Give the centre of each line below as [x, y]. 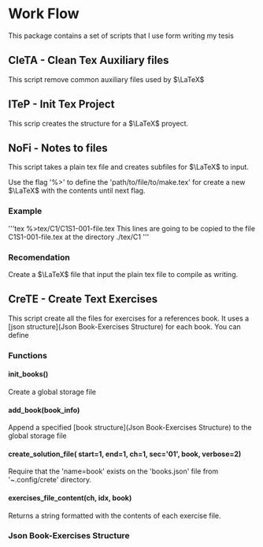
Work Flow [44, 14]
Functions [28, 355]
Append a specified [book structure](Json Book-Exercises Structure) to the [130, 428]
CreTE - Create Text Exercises [83, 300]
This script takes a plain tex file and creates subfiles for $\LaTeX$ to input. [129, 167]
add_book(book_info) [44, 410]
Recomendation [39, 257]
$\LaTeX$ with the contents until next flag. [77, 191]
